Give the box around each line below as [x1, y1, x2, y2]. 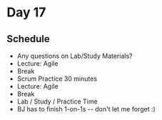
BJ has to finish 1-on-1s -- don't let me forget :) [16, 105, 156, 113]
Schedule [6, 33, 51, 45]
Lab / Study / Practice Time [16, 97, 98, 106]
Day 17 [6, 4, 46, 21]
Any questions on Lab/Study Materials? [16, 51, 133, 60]
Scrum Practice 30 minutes [16, 74, 98, 83]
